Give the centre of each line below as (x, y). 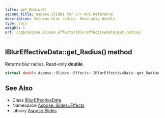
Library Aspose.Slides (34, 110)
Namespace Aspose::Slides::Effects (48, 105)
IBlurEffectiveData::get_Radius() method (69, 52)
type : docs (16, 23)
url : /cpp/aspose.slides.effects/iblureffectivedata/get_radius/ (73, 32)
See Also (19, 88)
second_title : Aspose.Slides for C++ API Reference (59, 14)
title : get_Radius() (26, 10)
